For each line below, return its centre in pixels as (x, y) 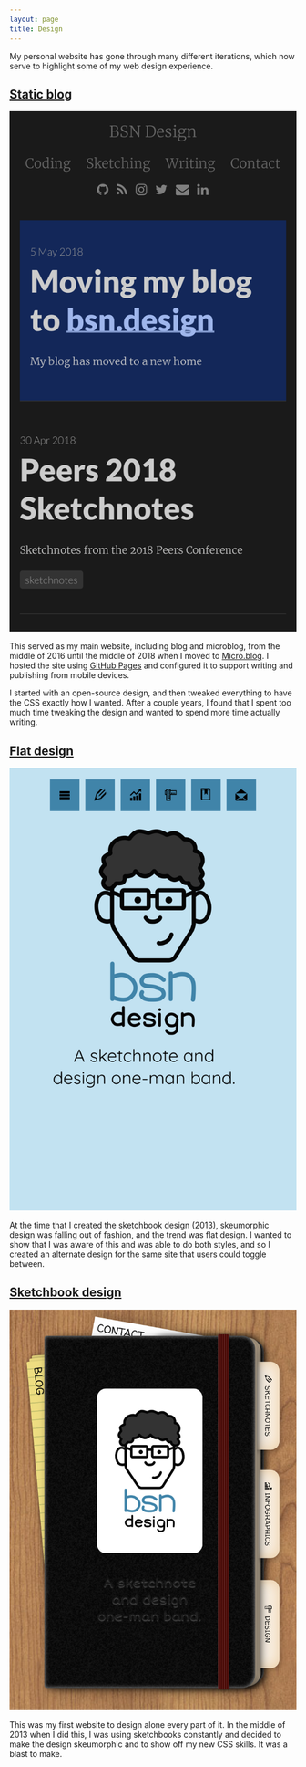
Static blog (41, 94)
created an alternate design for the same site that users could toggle (138, 1254)
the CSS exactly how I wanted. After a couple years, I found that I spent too (150, 703)
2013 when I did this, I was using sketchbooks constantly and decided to (146, 1735)
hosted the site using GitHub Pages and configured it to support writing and (151, 665)
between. (27, 1264)
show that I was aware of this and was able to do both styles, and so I (140, 1245)
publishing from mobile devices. (70, 675)
